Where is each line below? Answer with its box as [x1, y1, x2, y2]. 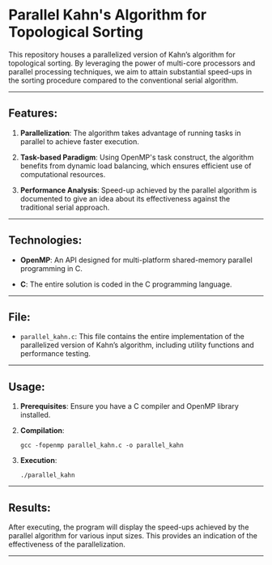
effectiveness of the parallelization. [8, 540, 125, 549]
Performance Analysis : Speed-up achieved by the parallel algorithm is [19, 185, 257, 195]
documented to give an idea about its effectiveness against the [19, 193, 231, 203]
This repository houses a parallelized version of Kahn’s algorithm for [8, 49, 236, 59]
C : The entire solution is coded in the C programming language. [19, 279, 232, 289]
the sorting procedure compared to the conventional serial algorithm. [8, 75, 239, 85]
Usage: [8, 380, 46, 393]
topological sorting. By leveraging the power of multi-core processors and [8, 58, 256, 68]
